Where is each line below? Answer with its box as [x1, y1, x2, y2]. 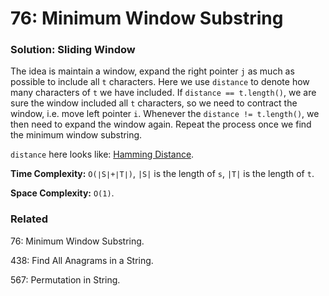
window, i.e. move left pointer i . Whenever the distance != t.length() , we [10, 108, 320, 120]
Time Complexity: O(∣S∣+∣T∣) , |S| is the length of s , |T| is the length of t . [10, 168, 315, 180]
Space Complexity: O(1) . [10, 187, 115, 199]
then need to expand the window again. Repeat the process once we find [10, 118, 312, 131]
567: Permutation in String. [10, 273, 121, 286]
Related [10, 212, 49, 226]
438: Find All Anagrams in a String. [10, 254, 154, 266]
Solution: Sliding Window [10, 43, 136, 57]
